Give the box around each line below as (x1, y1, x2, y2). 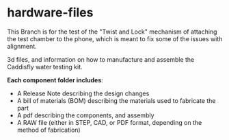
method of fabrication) (16, 126, 81, 134)
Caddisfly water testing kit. (7, 62, 83, 71)
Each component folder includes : (7, 75, 104, 84)
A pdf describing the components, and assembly (16, 111, 155, 119)
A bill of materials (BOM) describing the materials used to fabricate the (16, 96, 216, 104)
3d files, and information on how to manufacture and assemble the (7, 55, 195, 63)
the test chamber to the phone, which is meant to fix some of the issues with (7, 34, 223, 43)
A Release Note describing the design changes (16, 89, 150, 97)
